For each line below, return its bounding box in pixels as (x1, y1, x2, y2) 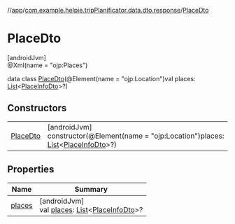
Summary (74, 184, 108, 194)
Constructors (7, 102, 67, 114)
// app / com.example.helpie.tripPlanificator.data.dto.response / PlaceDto (7, 6, 209, 14)
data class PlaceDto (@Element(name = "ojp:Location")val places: (7, 74, 196, 83)
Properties (7, 164, 55, 176)
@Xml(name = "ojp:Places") (7, 61, 88, 69)
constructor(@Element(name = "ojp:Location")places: (47, 131, 225, 141)
